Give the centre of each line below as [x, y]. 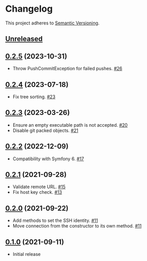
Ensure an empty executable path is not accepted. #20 [70, 125]
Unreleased [24, 39]
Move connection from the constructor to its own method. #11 [77, 226]
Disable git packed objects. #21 [46, 130]
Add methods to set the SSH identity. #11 [55, 221]
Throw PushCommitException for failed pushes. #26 [67, 69]
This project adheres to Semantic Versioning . [52, 23]
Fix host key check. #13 [37, 192]
